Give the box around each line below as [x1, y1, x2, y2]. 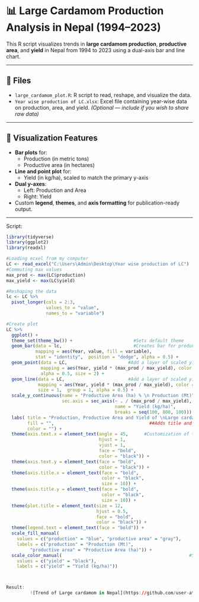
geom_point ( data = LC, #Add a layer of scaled [11, 360, 187, 366]
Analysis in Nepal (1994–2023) [6, 21, 161, 34]
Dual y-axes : [14, 180, 47, 187]
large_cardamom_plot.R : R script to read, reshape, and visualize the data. [14, 91, 192, 98]
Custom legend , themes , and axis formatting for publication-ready [14, 199, 179, 206]
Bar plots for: [14, 149, 47, 156]
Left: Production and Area [23, 187, 87, 194]
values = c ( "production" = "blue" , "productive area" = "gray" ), [17, 536, 182, 542]
